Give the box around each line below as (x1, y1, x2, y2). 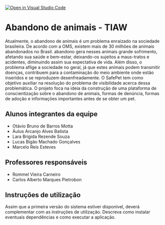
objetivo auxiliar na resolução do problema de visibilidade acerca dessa (5, 80, 150, 86)
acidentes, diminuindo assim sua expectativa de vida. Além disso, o (5, 59, 142, 65)
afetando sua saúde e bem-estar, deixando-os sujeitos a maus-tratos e (5, 54, 149, 60)
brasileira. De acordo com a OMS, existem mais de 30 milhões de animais (5, 43, 154, 49)
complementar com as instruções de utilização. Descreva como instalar (5, 209, 150, 215)
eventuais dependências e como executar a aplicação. (5, 214, 116, 220)
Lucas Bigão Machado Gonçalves (12, 138, 80, 145)
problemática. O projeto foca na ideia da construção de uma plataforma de (5, 85, 157, 91)
